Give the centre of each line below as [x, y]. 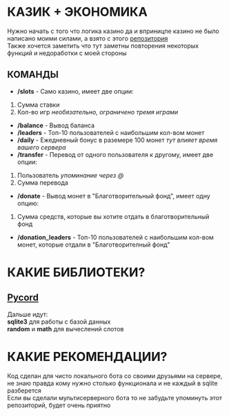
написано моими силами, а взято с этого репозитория [88, 38]
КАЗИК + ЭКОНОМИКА [78, 12]
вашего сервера [42, 147]
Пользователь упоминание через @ [70, 175]
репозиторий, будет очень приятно [59, 405]
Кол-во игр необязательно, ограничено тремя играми [98, 112]
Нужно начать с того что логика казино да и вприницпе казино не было [113, 31]
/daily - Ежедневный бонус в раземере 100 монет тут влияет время [117, 140]
